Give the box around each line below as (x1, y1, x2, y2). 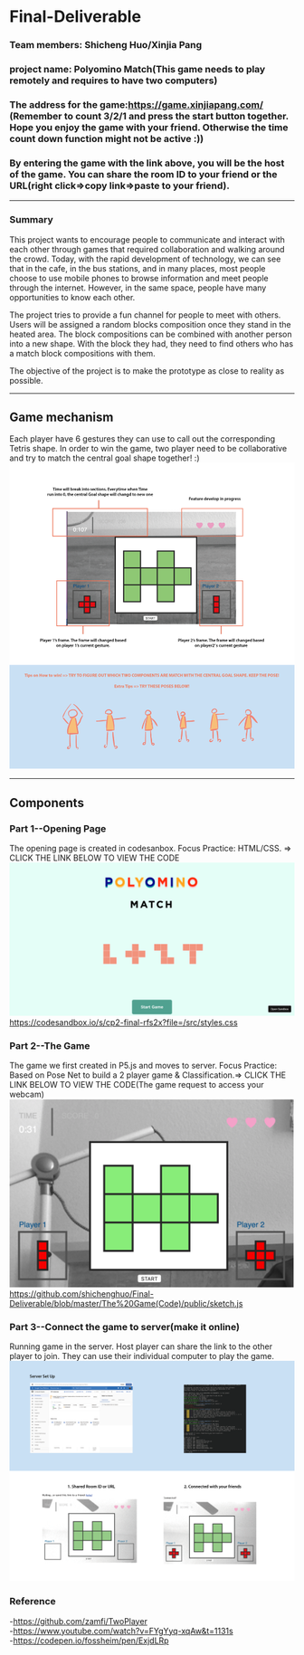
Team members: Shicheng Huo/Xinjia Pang (9, 39, 203, 52)
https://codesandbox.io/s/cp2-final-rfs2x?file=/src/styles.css (9, 1016, 238, 1028)
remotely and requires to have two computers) (9, 74, 218, 87)
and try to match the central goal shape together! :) (9, 452, 200, 463)
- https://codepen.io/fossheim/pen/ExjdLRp (9, 1635, 169, 1646)
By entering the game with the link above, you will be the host (9, 157, 285, 169)
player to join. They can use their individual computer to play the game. (9, 1351, 274, 1362)
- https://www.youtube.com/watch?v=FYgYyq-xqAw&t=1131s (9, 1625, 233, 1636)
